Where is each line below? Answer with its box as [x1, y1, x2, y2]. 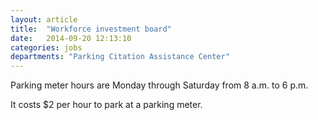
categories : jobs [10, 42, 83, 53]
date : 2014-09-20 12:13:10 [10, 33, 132, 43]
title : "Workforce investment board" [10, 24, 172, 34]
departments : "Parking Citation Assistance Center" [10, 52, 230, 62]
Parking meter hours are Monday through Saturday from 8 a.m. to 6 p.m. [10, 79, 309, 91]
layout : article [10, 14, 78, 25]
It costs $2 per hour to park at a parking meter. [10, 99, 203, 111]
